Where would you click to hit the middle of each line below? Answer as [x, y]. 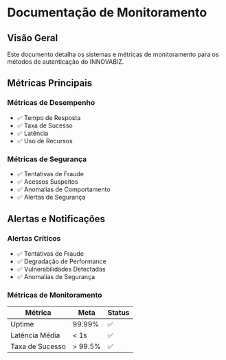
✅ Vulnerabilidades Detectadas [61, 269]
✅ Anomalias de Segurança [56, 276]
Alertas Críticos [34, 239]
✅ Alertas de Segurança [51, 197]
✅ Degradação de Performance [61, 261]
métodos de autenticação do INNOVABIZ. [66, 62]
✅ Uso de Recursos [45, 141]
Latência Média [35, 335]
